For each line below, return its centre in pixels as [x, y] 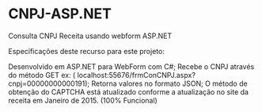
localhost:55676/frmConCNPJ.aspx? [137, 75]
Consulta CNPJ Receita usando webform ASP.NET [90, 36]
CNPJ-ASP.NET [60, 14]
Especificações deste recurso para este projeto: [86, 51]
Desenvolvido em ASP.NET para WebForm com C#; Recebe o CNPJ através [131, 66]
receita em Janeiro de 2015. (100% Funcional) [83, 100]
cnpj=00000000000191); [49, 83]
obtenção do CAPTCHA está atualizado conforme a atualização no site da [129, 91]
